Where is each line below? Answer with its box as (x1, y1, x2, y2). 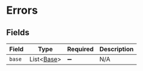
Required (67, 45, 94, 53)
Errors (6, 4, 38, 17)
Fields (6, 27, 30, 38)
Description (99, 45, 134, 53)
